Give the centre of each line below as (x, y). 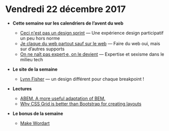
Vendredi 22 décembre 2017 (66, 9)
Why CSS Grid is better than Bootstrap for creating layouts (81, 103)
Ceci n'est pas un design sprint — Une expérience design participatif (92, 33)
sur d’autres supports (42, 49)
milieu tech (32, 59)
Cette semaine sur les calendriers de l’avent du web (68, 23)
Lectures (22, 88)
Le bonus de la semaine (38, 113)
